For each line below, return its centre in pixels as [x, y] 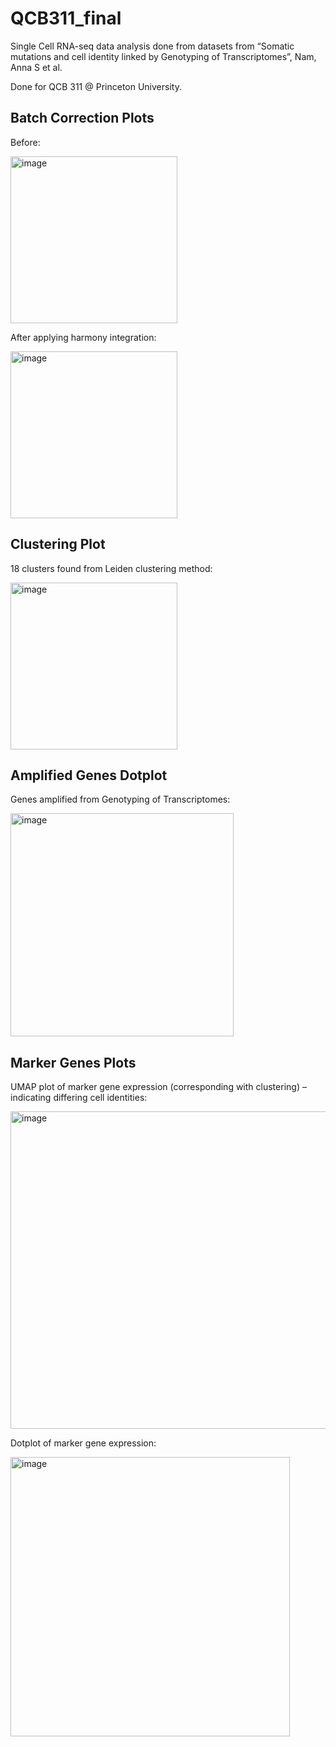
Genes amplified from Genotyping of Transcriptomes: [120, 799]
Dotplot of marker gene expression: [83, 1443]
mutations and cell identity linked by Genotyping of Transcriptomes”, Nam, [163, 56]
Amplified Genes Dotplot [89, 775]
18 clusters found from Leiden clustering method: [111, 568]
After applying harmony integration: [83, 337]
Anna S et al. [36, 67]
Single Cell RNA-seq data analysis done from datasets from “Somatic [152, 46]
